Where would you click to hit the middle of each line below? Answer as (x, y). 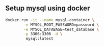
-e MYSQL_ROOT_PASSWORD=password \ (61, 25)
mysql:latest (40, 39)
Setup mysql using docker (48, 8)
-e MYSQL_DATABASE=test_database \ (61, 29)
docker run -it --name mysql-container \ (50, 20)
